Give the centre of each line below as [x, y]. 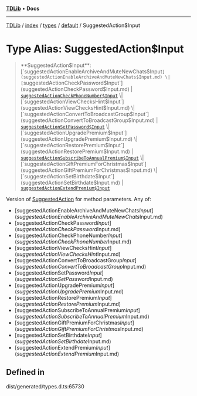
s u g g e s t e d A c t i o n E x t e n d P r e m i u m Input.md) [68, 354]
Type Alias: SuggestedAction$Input [95, 49]
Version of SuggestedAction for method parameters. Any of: [79, 199]
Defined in [26, 372]
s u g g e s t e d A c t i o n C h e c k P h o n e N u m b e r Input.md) [74, 241]
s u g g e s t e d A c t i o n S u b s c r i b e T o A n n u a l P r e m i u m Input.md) [83, 316]
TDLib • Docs [23, 9]
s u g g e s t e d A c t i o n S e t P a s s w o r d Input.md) [65, 279]
